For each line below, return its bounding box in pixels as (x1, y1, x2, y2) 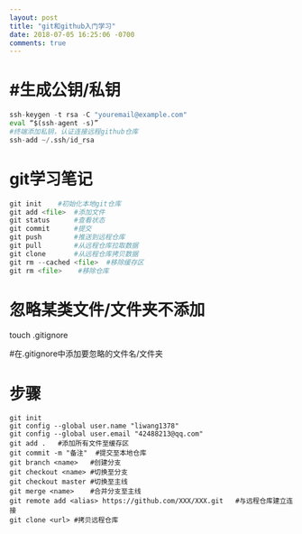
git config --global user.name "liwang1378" (9, 421, 179, 431)
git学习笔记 (9, 169, 93, 189)
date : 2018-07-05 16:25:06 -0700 (9, 30, 135, 39)
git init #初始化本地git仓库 (9, 199, 122, 208)
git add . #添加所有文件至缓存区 (9, 439, 129, 448)
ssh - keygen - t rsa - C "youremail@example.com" (9, 110, 188, 120)
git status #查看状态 (9, 216, 105, 226)
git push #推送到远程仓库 (9, 233, 125, 242)
